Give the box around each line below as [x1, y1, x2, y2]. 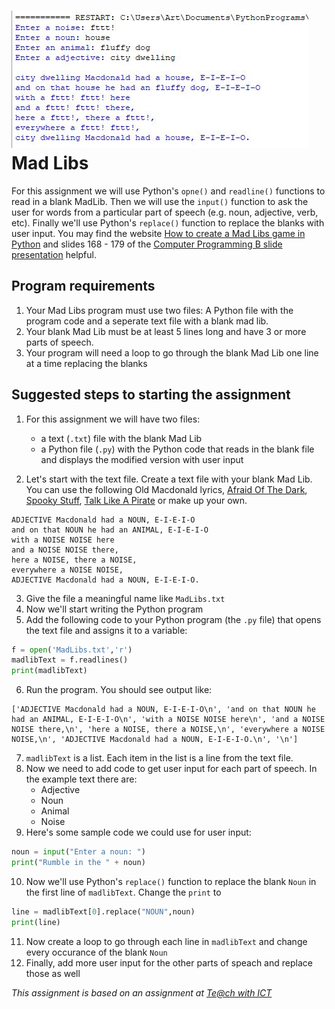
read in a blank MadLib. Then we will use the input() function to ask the [11, 195, 309, 207]
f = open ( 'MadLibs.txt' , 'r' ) [11, 645, 133, 655]
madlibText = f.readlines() [11, 655, 129, 665]
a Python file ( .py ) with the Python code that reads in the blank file [40, 443, 315, 455]
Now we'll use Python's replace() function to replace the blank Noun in [25, 875, 317, 887]
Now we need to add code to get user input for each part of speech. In [25, 763, 318, 775]
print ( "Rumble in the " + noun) [11, 858, 146, 868]
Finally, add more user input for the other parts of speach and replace [25, 956, 313, 969]
